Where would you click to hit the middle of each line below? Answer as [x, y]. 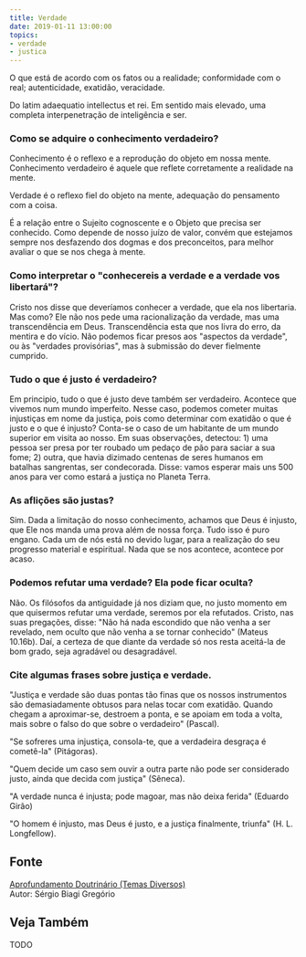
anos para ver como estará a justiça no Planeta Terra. [110, 477]
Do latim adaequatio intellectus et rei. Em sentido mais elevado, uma [138, 105]
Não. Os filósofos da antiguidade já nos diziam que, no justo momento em [148, 603]
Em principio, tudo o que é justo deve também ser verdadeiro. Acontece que [153, 399]
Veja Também [49, 923]
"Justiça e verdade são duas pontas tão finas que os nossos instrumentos [148, 694]
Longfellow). [33, 833]
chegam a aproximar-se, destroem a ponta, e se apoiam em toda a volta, [146, 714]
